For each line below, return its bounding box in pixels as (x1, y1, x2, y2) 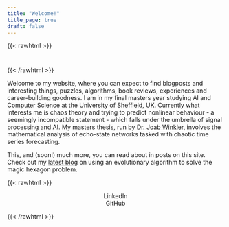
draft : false (7, 23, 45, 29)
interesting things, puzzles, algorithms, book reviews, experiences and (7, 86, 208, 95)
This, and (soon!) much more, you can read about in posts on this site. (7, 150, 206, 158)
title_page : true (7, 16, 57, 23)
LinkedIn (103, 191, 128, 200)
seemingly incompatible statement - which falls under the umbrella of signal (7, 115, 222, 123)
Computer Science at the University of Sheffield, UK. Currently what (7, 101, 200, 109)
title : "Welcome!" (7, 10, 60, 17)
